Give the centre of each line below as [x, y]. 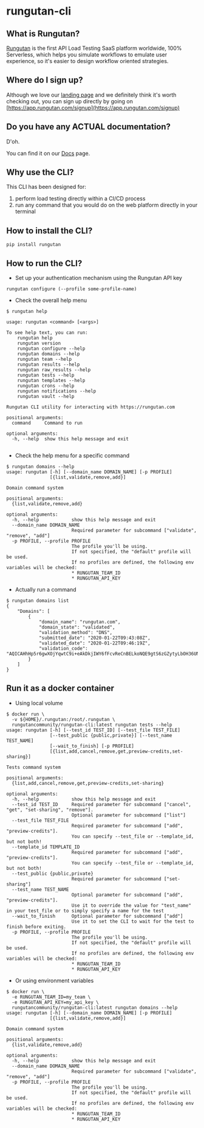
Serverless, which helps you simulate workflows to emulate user [87, 55]
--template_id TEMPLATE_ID [46, 847]
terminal [25, 211]
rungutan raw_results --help [54, 370]
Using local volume [39, 703]
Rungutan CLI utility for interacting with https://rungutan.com [90, 407]
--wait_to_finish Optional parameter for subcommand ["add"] [97, 916]
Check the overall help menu [51, 300]
